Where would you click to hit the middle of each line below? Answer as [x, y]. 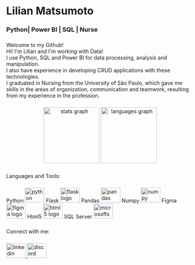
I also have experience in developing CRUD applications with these [88, 70]
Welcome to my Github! [35, 45]
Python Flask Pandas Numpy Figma [92, 200]
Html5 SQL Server [59, 216]
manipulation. [23, 64]
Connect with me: [28, 231]
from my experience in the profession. [53, 96]
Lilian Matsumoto [50, 11]
